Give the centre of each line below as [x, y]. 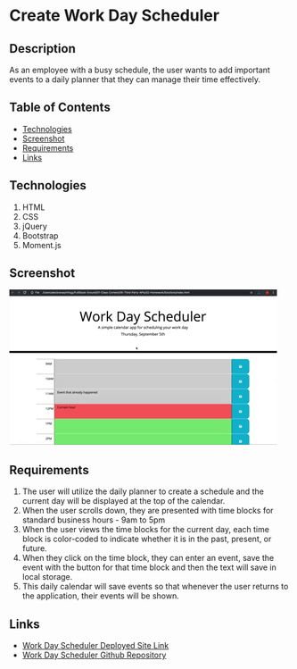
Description [42, 49]
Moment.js [41, 245]
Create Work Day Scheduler [115, 16]
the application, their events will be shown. [101, 596]
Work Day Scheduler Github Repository [94, 655]
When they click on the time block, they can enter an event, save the [148, 558]
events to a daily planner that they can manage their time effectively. [135, 79]
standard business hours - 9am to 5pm [94, 520]
